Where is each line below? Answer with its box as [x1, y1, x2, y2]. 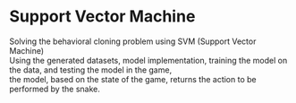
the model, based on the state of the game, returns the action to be [9, 73, 257, 84]
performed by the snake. [9, 83, 100, 94]
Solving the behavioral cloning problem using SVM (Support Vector [9, 36, 257, 47]
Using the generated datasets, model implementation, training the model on [9, 55, 288, 65]
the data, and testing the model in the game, [9, 64, 173, 75]
